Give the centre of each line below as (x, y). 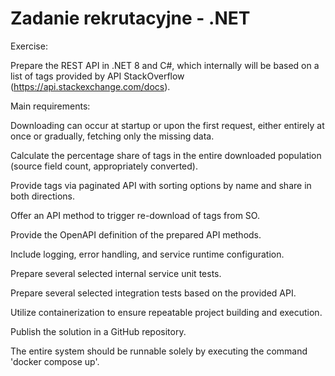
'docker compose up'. (55, 361)
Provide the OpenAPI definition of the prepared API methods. (136, 234)
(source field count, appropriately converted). (104, 166)
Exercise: (29, 46)
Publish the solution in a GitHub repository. (98, 331)
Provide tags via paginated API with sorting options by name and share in (161, 185)
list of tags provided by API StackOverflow (97, 76)
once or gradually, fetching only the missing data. (112, 136)
